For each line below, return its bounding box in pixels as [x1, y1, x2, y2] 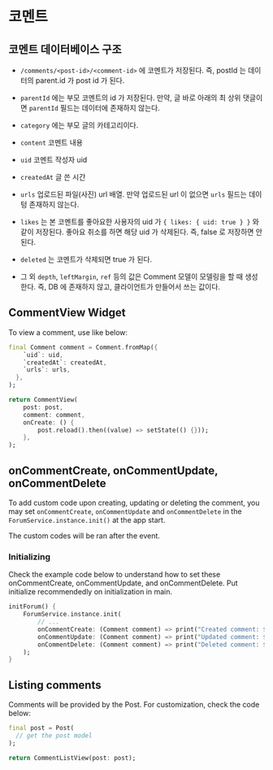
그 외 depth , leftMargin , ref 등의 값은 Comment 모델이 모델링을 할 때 [19, 272, 244, 281]
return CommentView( [8, 396, 79, 404]
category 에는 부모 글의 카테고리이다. [19, 120, 139, 130]
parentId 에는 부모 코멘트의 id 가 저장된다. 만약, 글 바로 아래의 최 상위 [19, 93, 241, 102]
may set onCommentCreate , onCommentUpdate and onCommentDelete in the [8, 507, 242, 516]
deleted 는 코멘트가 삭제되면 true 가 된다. [19, 254, 153, 264]
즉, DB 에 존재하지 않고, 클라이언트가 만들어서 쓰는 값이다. [37, 282, 221, 291]
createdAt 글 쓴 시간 [19, 172, 86, 181]
